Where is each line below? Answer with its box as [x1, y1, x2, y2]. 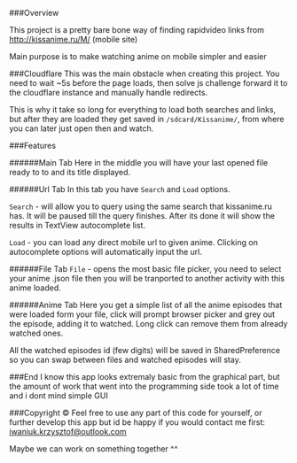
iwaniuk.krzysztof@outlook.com [9, 427, 127, 436]
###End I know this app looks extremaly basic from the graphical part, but [9, 372, 281, 382]
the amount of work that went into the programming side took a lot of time [9, 381, 279, 391]
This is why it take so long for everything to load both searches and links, [9, 104, 277, 114]
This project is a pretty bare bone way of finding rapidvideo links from [9, 25, 264, 35]
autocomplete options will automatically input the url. [9, 247, 202, 257]
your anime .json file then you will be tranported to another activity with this [9, 274, 285, 283]
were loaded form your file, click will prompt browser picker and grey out [9, 309, 276, 320]
